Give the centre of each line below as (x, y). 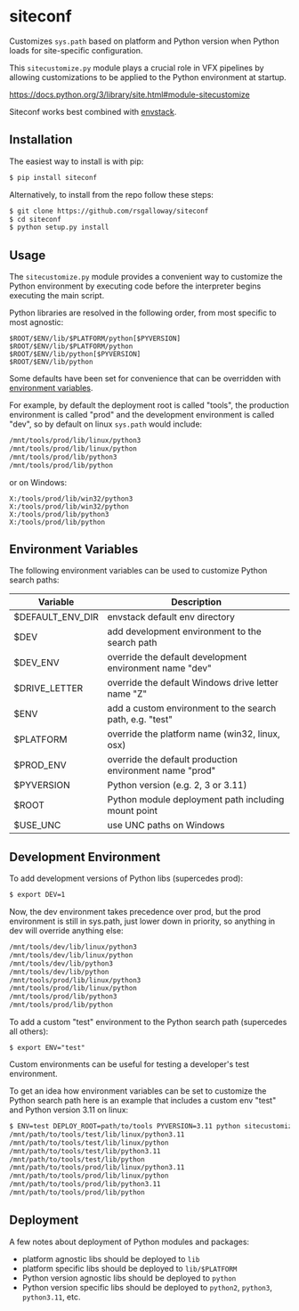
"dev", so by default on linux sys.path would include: (106, 424)
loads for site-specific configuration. (76, 50)
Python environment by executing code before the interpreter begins (135, 286)
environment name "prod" (162, 770)
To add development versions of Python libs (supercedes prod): (126, 878)
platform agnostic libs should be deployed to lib (111, 1258)
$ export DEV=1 (37, 895)
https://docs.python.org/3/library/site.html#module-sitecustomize (130, 94)
